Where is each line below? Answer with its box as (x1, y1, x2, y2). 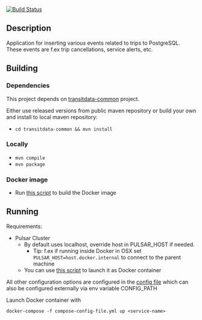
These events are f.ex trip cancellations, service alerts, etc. (6, 45, 153, 53)
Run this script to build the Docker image (14, 189, 116, 197)
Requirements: (6, 223, 42, 230)
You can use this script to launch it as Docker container (24, 266, 162, 273)
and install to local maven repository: (6, 113, 98, 120)
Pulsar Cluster (14, 234, 51, 241)
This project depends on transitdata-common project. (6, 95, 140, 102)
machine (33, 260, 55, 267)
